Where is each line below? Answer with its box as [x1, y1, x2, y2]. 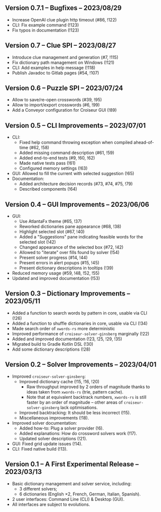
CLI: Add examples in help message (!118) [12, 64, 96, 70]
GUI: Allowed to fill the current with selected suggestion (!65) [12, 171, 134, 177]
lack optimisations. [60, 404, 98, 410]
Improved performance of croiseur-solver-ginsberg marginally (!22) [12, 331, 149, 336]
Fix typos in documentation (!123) [12, 27, 79, 33]
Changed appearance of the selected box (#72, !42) [19, 244, 124, 250]
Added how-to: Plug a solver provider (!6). [19, 425, 104, 431]
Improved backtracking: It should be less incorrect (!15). [19, 410, 131, 415]
